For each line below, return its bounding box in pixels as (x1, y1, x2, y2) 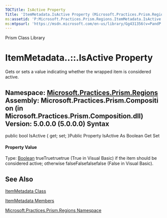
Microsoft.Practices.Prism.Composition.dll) (5, 111, 144, 120)
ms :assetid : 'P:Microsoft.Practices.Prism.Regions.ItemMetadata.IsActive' (5, 16, 164, 21)
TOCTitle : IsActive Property (5, 7, 66, 12)
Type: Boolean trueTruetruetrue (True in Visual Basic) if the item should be (5, 155, 157, 161)
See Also (5, 175, 33, 183)
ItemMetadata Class (5, 188, 46, 194)
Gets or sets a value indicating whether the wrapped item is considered (5, 69, 152, 75)
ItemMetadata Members (5, 198, 55, 204)
